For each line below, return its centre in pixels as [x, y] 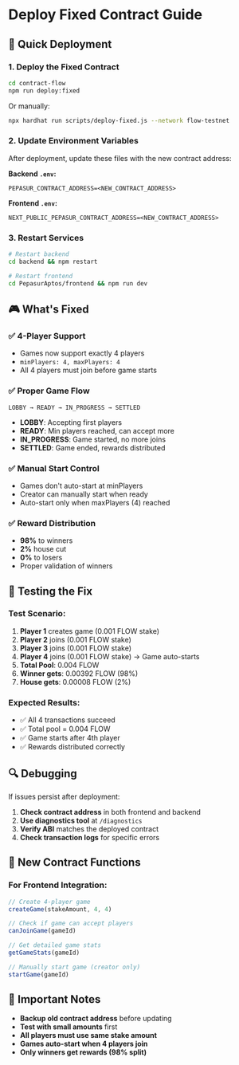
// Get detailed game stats [55, 945]
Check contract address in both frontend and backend [110, 812]
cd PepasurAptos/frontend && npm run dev [78, 283]
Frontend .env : [33, 203]
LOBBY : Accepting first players [71, 422]
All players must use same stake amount [88, 1036]
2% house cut [43, 549]
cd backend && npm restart [53, 261]
